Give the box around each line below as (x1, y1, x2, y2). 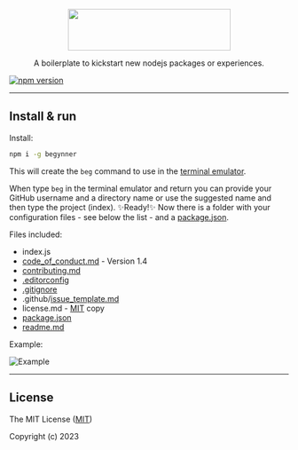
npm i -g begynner (9, 149, 77, 159)
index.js (21, 246, 51, 257)
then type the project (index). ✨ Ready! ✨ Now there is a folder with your (9, 201, 271, 212)
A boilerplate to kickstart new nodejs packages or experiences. (34, 58, 264, 68)
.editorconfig (21, 274, 69, 285)
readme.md (21, 321, 65, 332)
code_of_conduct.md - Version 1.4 (21, 256, 148, 266)
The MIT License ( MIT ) (9, 414, 93, 424)
